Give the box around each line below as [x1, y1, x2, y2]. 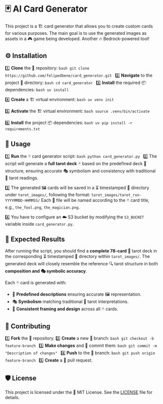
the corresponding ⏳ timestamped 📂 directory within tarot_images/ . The [5, 254, 150, 259]
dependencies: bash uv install [5, 86, 69, 92]
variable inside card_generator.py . [5, 221, 74, 227]
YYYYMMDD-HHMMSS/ [5, 198, 40, 203]
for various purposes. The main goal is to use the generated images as [5, 30, 147, 36]
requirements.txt [5, 127, 40, 131]
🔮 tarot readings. [5, 175, 39, 181]
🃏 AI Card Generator [5, 3, 88, 15]
